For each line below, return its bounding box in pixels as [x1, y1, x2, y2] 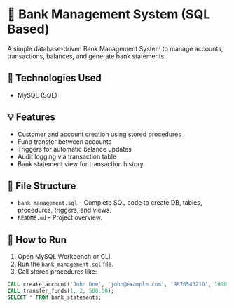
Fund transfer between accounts [17, 137, 112, 146]
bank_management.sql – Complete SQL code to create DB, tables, [17, 199, 202, 207]
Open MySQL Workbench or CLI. [17, 253, 112, 261]
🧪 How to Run [7, 234, 67, 246]
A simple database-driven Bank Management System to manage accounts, [7, 44, 223, 53]
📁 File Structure [7, 180, 76, 192]
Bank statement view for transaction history [17, 159, 144, 168]
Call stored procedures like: [17, 267, 97, 276]
